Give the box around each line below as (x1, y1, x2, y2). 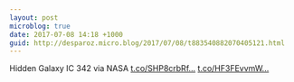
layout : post (9, 13, 59, 23)
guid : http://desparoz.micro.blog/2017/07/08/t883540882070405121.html (9, 38, 285, 48)
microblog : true (9, 22, 71, 31)
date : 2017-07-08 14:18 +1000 (9, 30, 124, 39)
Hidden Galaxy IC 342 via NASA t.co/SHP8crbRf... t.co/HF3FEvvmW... (9, 63, 270, 74)
